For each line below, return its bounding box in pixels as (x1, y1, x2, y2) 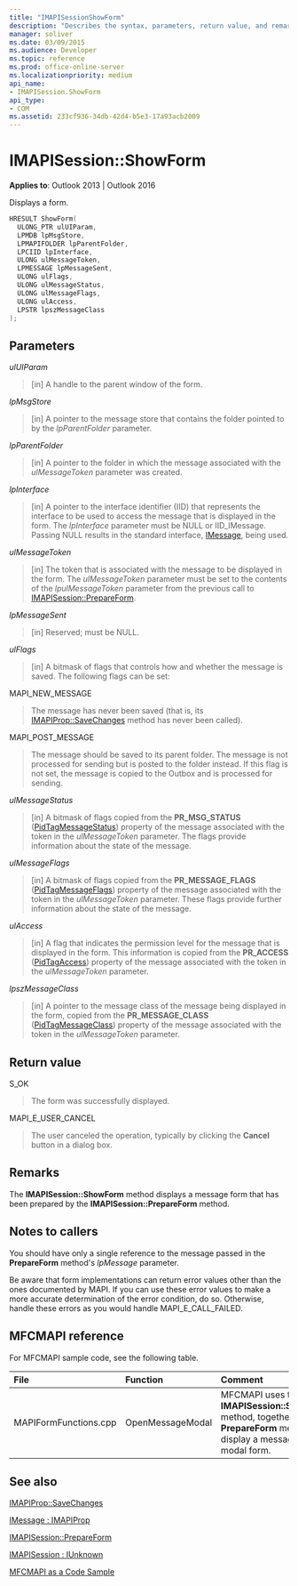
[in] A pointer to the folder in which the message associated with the (30, 457, 281, 468)
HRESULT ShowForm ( (9, 214, 77, 223)
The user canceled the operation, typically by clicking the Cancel (30, 1131, 271, 1141)
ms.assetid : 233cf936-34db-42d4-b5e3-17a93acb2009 (9, 112, 200, 121)
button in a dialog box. (30, 1139, 114, 1150)
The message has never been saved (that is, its (30, 705, 204, 716)
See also (9, 1474, 58, 1489)
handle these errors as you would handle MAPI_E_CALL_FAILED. (9, 1302, 243, 1313)
